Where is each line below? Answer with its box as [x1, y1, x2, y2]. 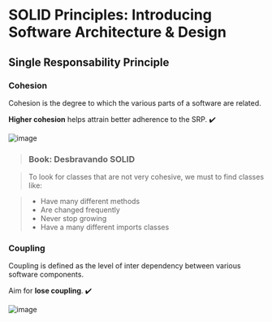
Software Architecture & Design [8, 23, 227, 41]
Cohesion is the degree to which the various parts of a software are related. [8, 98, 261, 107]
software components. [8, 270, 84, 280]
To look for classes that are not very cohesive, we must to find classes [28, 172, 265, 182]
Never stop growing [40, 214, 107, 224]
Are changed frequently [40, 205, 120, 215]
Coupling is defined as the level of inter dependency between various [8, 261, 241, 271]
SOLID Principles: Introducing [8, 6, 213, 24]
